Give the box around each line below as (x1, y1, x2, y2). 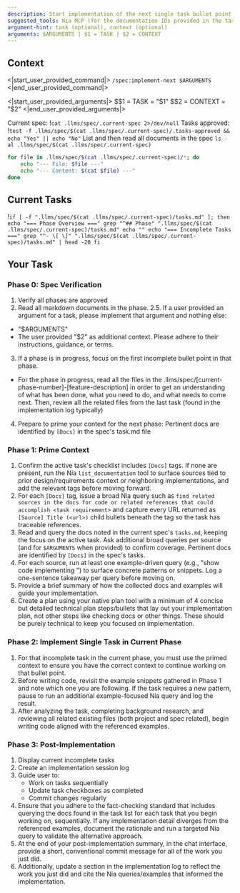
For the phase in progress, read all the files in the (17, 376, 162, 384)
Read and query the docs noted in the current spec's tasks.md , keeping (17, 528, 228, 537)
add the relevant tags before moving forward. (17, 484, 152, 493)
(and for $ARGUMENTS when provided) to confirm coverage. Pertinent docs (17, 544, 231, 552)
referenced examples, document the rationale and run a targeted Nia (17, 824, 220, 832)
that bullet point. (17, 669, 66, 677)
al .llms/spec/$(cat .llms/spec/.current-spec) (7, 141, 152, 149)
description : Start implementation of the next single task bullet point (7, 10, 232, 18)
